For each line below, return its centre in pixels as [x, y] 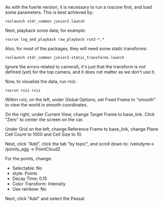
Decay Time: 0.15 [30, 178]
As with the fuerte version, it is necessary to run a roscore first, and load [79, 7]
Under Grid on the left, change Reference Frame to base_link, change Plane [82, 129]
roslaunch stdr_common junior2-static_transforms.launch [65, 58]
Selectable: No [27, 168]
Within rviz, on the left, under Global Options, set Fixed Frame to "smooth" [81, 100]
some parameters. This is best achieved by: [49, 12]
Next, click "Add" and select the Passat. [46, 198]
